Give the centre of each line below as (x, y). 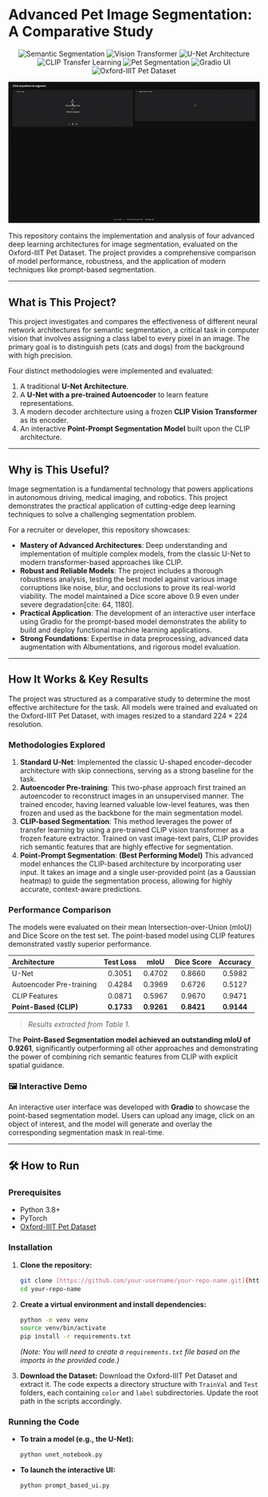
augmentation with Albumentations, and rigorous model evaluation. (130, 647)
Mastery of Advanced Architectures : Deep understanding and (123, 546)
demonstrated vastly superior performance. (80, 944)
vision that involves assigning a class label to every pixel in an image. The (129, 339)
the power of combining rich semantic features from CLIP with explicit (123, 1057)
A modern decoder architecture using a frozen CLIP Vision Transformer (138, 412)
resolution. (26, 724)
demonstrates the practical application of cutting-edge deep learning (122, 506)
